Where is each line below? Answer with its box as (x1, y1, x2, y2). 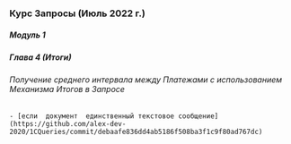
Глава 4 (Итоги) (9, 52, 72, 63)
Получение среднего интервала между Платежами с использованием (9, 74, 283, 85)
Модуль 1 (9, 30, 47, 40)
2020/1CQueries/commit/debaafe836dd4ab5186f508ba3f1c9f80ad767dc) (9, 127, 263, 136)
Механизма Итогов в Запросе (9, 84, 126, 95)
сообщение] (178, 111, 219, 121)
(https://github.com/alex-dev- (9, 119, 127, 128)
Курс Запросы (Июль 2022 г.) (9, 7, 145, 20)
